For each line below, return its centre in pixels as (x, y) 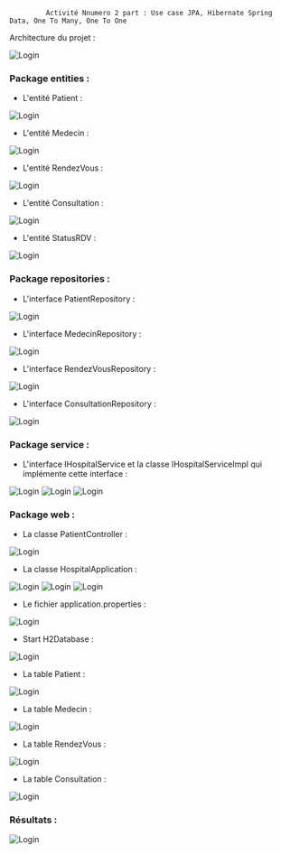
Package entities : (50, 79)
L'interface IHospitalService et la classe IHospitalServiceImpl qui (142, 464)
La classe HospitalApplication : (80, 570)
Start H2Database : (58, 639)
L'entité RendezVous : (63, 168)
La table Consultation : (64, 779)
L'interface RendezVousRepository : (89, 368)
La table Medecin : (57, 710)
